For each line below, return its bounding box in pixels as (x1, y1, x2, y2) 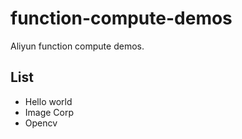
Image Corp (24, 106, 75, 118)
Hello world (24, 95, 73, 107)
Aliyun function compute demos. (10, 40, 145, 52)
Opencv (24, 117, 58, 129)
